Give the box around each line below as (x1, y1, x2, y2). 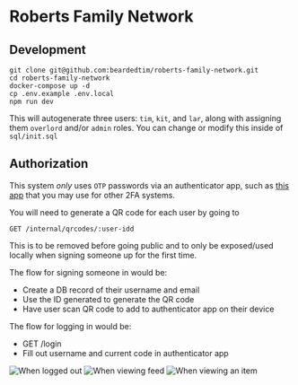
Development (9, 42, 87, 57)
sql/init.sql (9, 132, 58, 141)
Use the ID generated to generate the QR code (22, 293, 195, 304)
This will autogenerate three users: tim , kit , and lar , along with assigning (9, 113, 282, 123)
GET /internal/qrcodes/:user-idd (9, 224, 135, 233)
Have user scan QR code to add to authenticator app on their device (22, 303, 275, 314)
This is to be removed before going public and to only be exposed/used (9, 240, 274, 250)
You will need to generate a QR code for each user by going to (9, 206, 240, 217)
